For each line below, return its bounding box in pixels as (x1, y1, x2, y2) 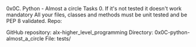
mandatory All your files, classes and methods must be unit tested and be (6, 11, 188, 18)
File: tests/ (45, 35, 71, 42)
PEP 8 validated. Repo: (6, 18, 62, 24)
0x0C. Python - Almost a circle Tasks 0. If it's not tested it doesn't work (6, 5, 182, 12)
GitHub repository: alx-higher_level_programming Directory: (6, 29, 154, 36)
